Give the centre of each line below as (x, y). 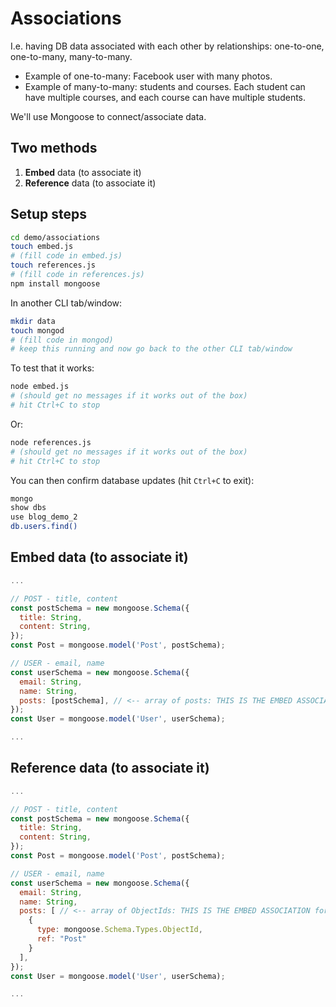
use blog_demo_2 (44, 517)
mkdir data (33, 321)
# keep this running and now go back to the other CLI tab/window (151, 349)
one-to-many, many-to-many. (71, 56)
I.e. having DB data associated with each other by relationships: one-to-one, (167, 46)
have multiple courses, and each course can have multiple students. (165, 97)
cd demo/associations (55, 237)
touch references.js (53, 265)
